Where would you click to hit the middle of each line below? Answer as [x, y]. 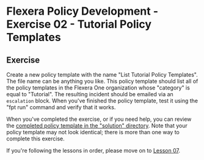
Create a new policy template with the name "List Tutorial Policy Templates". [102, 74]
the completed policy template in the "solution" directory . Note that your [97, 126]
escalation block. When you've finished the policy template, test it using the [102, 101]
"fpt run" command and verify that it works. [61, 107]
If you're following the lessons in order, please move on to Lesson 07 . [93, 150]
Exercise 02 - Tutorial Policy [79, 24]
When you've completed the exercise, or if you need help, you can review [99, 119]
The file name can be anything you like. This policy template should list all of [102, 81]
